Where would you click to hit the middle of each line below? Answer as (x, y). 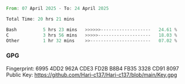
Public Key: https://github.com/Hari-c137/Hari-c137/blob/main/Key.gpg (92, 75)
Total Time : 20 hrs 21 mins (41, 19)
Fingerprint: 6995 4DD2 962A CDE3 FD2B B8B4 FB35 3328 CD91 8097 (92, 68)
